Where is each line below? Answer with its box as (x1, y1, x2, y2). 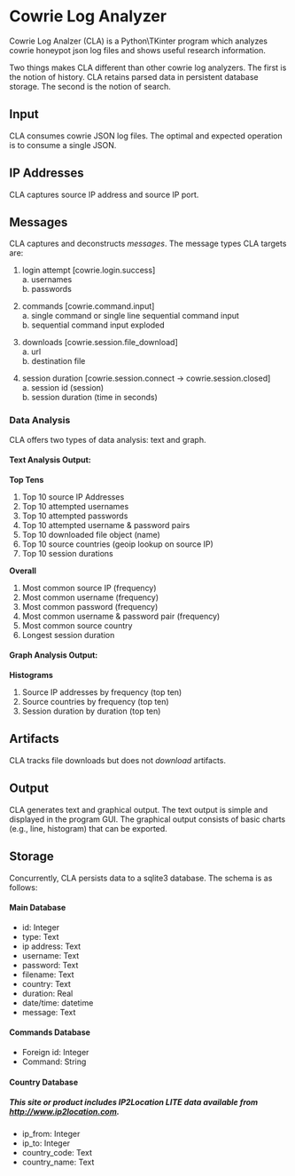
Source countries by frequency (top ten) (21, 697, 170, 707)
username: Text (21, 950, 80, 960)
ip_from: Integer (21, 1129, 81, 1140)
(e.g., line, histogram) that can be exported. (9, 823, 168, 833)
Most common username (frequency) (21, 592, 159, 603)
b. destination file (21, 356, 86, 367)
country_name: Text (21, 1156, 95, 1168)
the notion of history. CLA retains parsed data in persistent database (9, 71, 259, 82)
